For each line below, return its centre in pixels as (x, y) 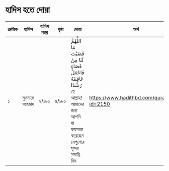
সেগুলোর (77, 142)
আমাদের (77, 104)
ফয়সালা (77, 129)
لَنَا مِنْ (77, 60)
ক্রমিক (13, 29)
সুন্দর (75, 148)
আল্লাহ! (76, 97)
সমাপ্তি (75, 154)
